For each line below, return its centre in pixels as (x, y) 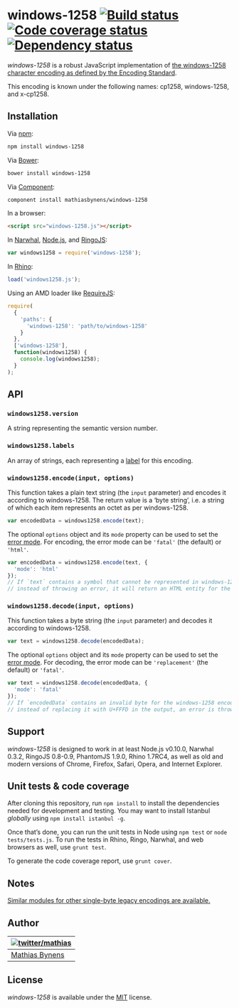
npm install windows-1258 (46, 146)
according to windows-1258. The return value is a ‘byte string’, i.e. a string (116, 500)
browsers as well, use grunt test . (57, 847)
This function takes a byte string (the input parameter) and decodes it (110, 621)
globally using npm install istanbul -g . (67, 818)
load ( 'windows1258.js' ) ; (44, 280)
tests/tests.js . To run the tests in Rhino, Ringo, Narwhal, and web (106, 840)
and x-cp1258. (28, 94)
